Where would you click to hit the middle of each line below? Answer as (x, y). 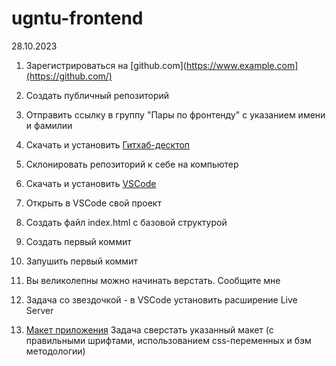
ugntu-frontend (77, 18)
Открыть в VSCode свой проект (93, 203)
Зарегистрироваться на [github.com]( (106, 65)
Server (39, 310)
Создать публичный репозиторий (97, 95)
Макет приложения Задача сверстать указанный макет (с (149, 329)
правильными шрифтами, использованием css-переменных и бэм (168, 340)
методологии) (55, 351)
